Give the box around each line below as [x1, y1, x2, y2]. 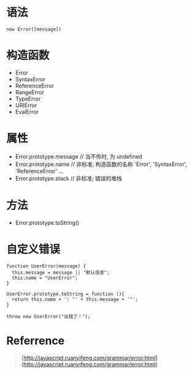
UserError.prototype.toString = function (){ [6, 291, 124, 297]
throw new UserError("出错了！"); [6, 313, 91, 320]
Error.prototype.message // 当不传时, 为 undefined [15, 152, 143, 160]
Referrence [6, 334, 65, 348]
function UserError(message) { [6, 263, 86, 269]
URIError [15, 102, 37, 109]
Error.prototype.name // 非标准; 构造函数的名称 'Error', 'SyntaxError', [15, 160, 187, 168]
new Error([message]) [6, 26, 62, 32]
